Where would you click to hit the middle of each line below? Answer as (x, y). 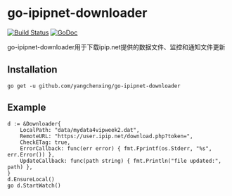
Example (27, 108)
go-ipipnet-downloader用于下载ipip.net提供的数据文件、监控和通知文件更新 (116, 47)
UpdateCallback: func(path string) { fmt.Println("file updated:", (121, 161)
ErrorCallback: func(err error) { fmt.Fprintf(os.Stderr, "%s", (116, 148)
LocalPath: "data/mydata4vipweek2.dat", (80, 130)
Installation (32, 69)
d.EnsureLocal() (31, 179)
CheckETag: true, (45, 142)
